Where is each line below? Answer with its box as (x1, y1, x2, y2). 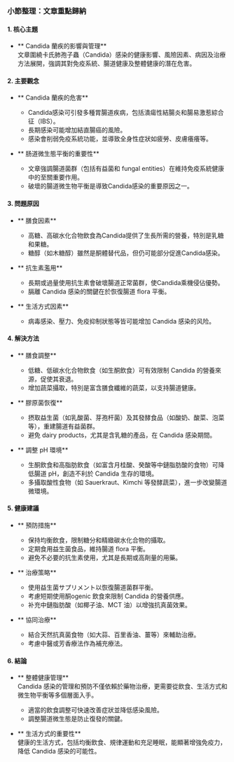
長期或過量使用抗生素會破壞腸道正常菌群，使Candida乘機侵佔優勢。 (27, 278, 224, 286)
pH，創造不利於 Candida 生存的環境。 (48, 469, 158, 478)
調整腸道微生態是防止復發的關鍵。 (27, 714, 127, 723)
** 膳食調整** (17, 351, 57, 359)
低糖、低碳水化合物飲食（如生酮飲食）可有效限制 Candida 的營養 (27, 366, 216, 374)
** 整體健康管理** (17, 674, 69, 682)
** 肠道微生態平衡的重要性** (17, 149, 99, 158)
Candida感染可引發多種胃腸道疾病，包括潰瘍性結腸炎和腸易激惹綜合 (27, 109, 224, 117)
